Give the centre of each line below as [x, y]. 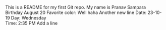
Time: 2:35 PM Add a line [32, 23]
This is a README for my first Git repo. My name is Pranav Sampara [76, 7]
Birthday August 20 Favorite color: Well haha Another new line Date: [76, 12]
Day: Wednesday [29, 18]
